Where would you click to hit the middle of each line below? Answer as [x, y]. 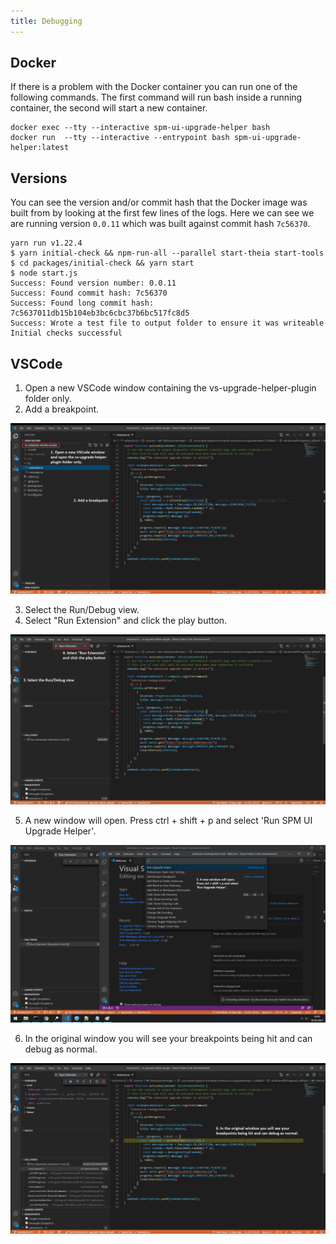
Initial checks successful [66, 333]
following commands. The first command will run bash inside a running [156, 97]
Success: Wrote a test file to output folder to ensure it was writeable [167, 323]
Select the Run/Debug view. [82, 609]
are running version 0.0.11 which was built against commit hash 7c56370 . [160, 224]
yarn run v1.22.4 [46, 243]
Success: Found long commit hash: [82, 303]
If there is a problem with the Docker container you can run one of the [154, 87]
